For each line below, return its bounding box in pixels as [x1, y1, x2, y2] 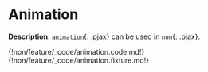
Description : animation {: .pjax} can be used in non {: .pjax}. [8, 32, 201, 41]
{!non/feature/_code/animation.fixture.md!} [8, 55, 150, 65]
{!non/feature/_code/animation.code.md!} [8, 47, 145, 56]
